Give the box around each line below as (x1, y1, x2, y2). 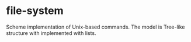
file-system (6, 4, 64, 17)
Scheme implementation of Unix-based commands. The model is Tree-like (6, 23, 185, 30)
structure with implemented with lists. (6, 29, 96, 36)
